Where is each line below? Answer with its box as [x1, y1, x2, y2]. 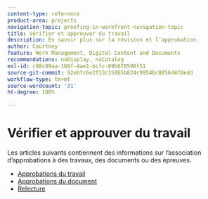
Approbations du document [17, 177, 97, 186]
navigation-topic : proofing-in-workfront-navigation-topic [7, 23, 184, 30]
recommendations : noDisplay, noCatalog [7, 56, 124, 63]
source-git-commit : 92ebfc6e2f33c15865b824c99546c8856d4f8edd [7, 69, 193, 76]
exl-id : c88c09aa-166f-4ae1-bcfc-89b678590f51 [7, 63, 146, 70]
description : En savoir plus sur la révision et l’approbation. [7, 37, 200, 44]
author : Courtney [7, 43, 58, 50]
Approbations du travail [17, 169, 86, 178]
